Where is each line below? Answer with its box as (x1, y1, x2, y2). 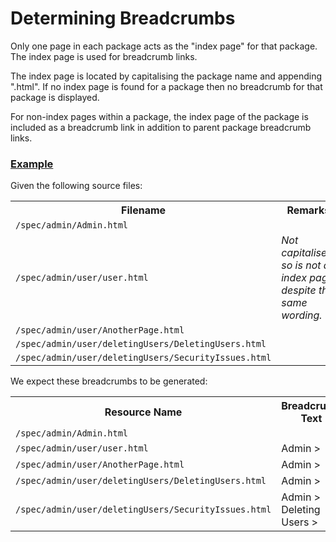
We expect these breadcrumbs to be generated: (10, 375, 208, 387)
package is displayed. (10, 91, 100, 103)
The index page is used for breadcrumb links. (10, 50, 198, 62)
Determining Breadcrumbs (10, 7, 236, 30)
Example (10, 157, 54, 171)
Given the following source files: (10, 180, 143, 192)
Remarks (286, 203, 331, 217)
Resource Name (104, 405, 183, 419)
